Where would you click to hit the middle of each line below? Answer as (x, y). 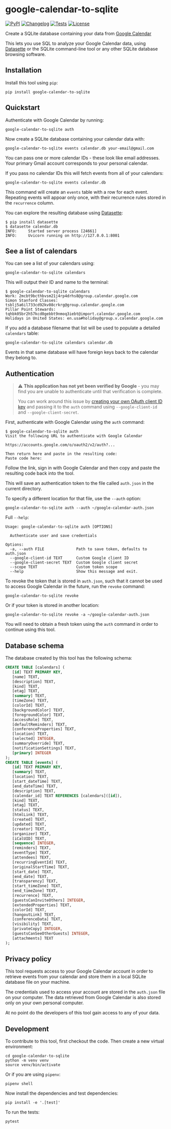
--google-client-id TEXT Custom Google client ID (69, 558)
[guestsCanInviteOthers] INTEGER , (49, 900)
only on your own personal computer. (45, 1003)
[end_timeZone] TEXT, (35, 891)
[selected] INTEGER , (34, 739)
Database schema (35, 646)
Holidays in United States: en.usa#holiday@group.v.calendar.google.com (84, 319)
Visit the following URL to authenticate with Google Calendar (74, 436)
